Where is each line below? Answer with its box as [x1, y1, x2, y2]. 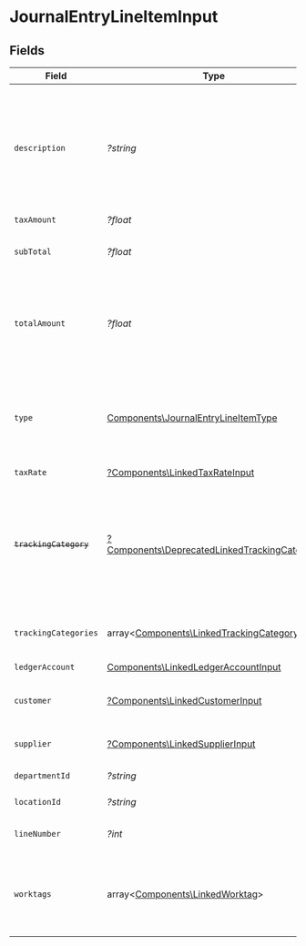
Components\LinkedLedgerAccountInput [107, 660, 281, 673]
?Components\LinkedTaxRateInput [107, 466, 255, 479]
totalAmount [14, 319, 66, 329]
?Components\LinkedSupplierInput [107, 737, 256, 750]
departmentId [14, 771, 71, 780]
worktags [14, 890, 52, 899]
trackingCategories [14, 628, 98, 638]
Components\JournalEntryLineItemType [107, 412, 278, 424]
